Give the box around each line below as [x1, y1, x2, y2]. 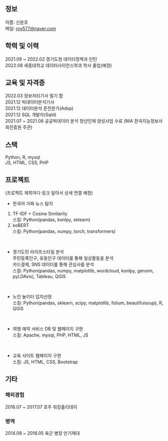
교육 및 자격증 [5, 79, 45, 87]
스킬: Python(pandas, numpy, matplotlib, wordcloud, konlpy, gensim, [12, 268, 154, 274]
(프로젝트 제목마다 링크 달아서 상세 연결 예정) [5, 190, 93, 196]
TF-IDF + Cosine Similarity [12, 211, 68, 217]
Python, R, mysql [5, 154, 40, 160]
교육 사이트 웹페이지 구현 [12, 353, 61, 359]
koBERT [12, 223, 29, 229]
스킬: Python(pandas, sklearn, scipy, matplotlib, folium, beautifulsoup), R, [12, 300, 163, 306]
